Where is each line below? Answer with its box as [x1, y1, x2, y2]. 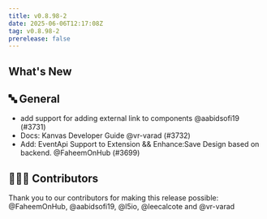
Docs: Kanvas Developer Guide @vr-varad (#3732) [19, 131, 191, 140]
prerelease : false [8, 34, 71, 43]
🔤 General [8, 92, 61, 106]
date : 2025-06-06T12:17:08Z [8, 19, 104, 28]
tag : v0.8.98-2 [8, 27, 60, 35]
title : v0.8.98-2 [8, 11, 67, 20]
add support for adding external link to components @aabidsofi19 [19, 114, 239, 123]
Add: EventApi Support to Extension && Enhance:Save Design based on [19, 140, 260, 149]
